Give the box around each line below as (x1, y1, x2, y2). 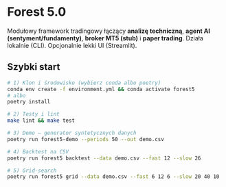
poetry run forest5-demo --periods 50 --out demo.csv (7, 136, 165, 142)
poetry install (7, 99, 51, 105)
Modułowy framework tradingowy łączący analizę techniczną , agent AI (7, 27, 211, 35)
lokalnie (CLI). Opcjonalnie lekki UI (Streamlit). (7, 41, 137, 49)
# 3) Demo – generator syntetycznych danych (7, 129, 137, 136)
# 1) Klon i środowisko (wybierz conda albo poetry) (7, 79, 161, 86)
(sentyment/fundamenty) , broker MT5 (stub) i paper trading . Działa (7, 34, 204, 42)
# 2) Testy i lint (7, 111, 60, 118)
